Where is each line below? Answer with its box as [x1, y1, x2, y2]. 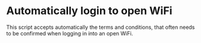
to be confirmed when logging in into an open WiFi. [6, 29, 134, 37]
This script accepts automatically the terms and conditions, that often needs [6, 24, 196, 31]
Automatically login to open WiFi [6, 4, 173, 18]
